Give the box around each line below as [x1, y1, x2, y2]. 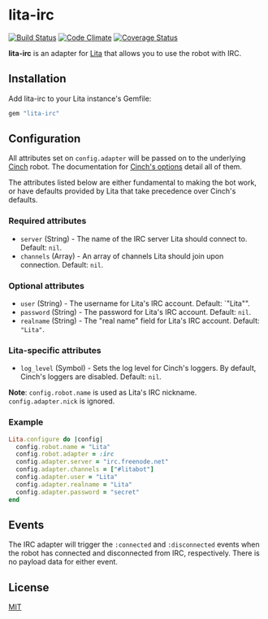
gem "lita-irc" [8, 109, 60, 117]
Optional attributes [8, 280, 85, 291]
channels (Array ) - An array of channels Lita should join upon [19, 251, 224, 261]
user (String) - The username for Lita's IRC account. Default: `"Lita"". [19, 299, 250, 308]
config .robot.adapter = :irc [15, 450, 115, 459]
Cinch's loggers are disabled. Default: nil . [19, 372, 162, 381]
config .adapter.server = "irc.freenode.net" [15, 458, 169, 466]
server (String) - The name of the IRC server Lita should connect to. [19, 233, 248, 243]
